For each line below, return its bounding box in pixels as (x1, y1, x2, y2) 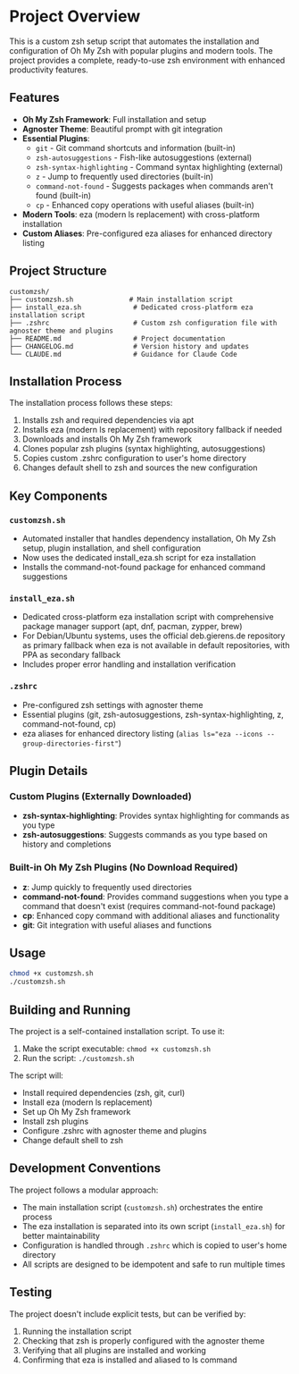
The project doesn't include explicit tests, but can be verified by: (9, 1308, 246, 1319)
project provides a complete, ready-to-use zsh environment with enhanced (9, 55, 286, 65)
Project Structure (9, 264, 107, 279)
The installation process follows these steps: (9, 398, 173, 409)
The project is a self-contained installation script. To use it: (9, 1026, 225, 1037)
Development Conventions (9, 1160, 162, 1176)
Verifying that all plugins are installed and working (21, 1344, 207, 1355)
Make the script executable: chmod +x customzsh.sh (21, 1043, 212, 1054)
